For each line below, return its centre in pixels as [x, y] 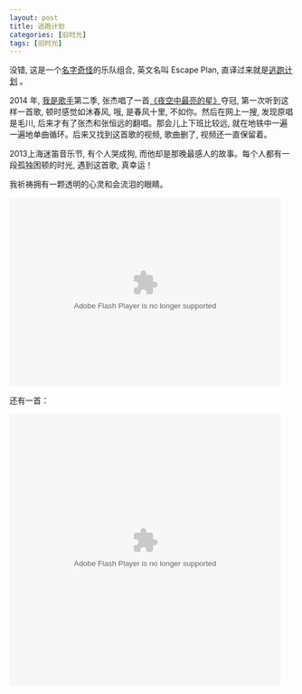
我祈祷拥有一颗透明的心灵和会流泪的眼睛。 [89, 184]
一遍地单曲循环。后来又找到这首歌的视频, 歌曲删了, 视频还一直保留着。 [141, 135]
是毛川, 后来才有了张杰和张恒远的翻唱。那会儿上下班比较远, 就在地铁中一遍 [148, 123]
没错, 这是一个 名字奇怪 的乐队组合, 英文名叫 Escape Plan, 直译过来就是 [139, 70]
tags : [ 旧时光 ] [36, 43]
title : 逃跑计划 [37, 26]
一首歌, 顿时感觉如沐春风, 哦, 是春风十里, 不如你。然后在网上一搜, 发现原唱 [155, 112]
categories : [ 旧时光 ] [48, 34]
